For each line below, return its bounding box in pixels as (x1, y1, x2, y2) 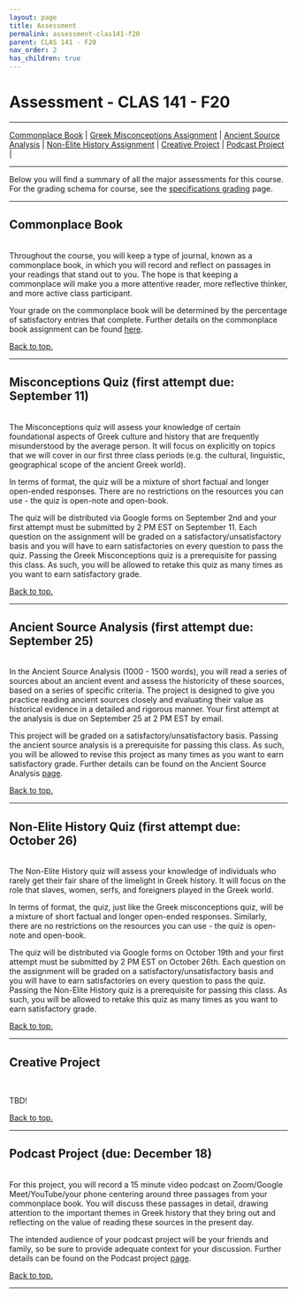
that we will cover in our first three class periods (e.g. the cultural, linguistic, (9, 449, 286, 460)
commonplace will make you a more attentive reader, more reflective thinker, (9, 278, 288, 288)
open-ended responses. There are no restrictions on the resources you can (9, 486, 285, 496)
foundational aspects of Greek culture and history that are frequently (9, 431, 260, 442)
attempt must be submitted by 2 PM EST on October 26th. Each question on (9, 956, 286, 967)
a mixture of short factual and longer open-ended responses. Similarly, (9, 911, 268, 922)
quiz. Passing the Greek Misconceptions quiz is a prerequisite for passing (9, 549, 277, 560)
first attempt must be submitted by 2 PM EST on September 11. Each (9, 521, 258, 532)
